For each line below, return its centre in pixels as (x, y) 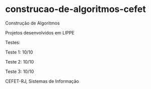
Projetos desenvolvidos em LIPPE (40, 32)
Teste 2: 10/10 (20, 61)
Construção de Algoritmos (32, 23)
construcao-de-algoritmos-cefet (75, 9)
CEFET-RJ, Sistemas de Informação (42, 81)
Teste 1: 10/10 (19, 52)
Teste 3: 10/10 (20, 71)
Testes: (13, 42)
